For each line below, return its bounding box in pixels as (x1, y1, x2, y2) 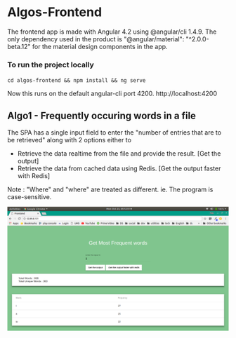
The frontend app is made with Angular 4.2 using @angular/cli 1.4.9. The (7, 27, 217, 36)
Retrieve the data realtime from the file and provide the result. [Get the (17, 149, 221, 158)
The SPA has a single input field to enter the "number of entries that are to (7, 128, 222, 137)
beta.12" (7, 42, 31, 50)
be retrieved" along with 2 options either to (7, 136, 132, 144)
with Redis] (17, 172, 51, 180)
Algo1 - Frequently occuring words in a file (7, 109, 197, 121)
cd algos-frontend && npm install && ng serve (7, 77, 146, 84)
